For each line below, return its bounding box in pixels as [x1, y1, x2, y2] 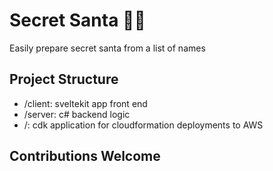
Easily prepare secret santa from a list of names [9, 42, 206, 54]
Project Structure [9, 71, 119, 88]
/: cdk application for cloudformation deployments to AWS [23, 119, 264, 131]
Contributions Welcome [9, 148, 161, 165]
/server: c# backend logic [23, 108, 131, 120]
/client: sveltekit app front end [23, 97, 148, 109]
